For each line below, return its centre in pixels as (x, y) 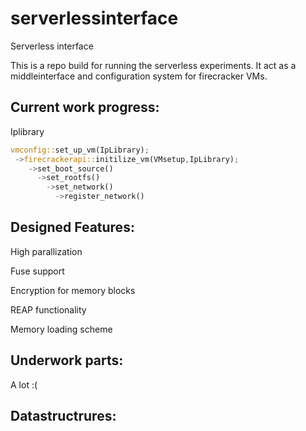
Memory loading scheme (61, 329)
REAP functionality (48, 309)
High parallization (46, 251)
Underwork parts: (67, 360)
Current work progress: (85, 107)
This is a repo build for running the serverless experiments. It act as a (153, 65)
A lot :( (24, 384)
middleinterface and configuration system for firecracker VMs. (139, 76)
